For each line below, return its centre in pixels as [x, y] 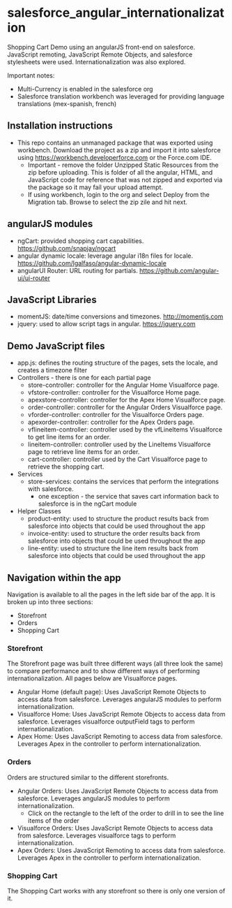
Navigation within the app [64, 578]
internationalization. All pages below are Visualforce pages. [92, 678]
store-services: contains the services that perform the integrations [123, 482]
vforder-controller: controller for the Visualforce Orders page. [116, 415]
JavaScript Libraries [52, 299]
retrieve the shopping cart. [66, 467]
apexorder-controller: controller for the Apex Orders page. [111, 422]
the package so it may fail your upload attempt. [95, 187]
